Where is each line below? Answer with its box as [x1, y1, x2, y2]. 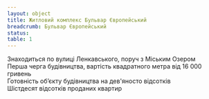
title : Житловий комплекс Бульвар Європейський [7, 17, 147, 24]
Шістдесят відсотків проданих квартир [7, 84, 122, 93]
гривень [7, 70, 32, 78]
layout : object [7, 10, 51, 17]
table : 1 [7, 36, 33, 43]
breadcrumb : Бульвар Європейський [7, 23, 107, 30]
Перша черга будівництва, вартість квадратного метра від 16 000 [7, 62, 202, 71]
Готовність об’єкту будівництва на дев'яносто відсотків [7, 77, 171, 85]
